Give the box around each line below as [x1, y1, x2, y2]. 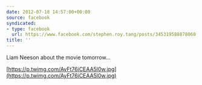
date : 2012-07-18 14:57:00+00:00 [6, 8, 91, 15]
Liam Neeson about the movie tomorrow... [6, 54, 111, 61]
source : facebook [6, 15, 50, 21]
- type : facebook [6, 25, 50, 32]
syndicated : [6, 20, 36, 26]
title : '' [6, 37, 31, 43]
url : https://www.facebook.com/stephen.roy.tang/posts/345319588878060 [11, 32, 197, 38]
